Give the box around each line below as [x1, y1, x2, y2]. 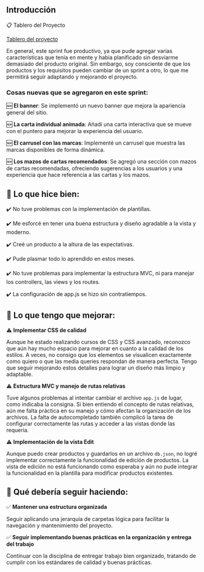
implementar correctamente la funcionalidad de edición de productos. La [6, 456, 189, 464]
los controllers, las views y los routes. [6, 278, 100, 285]
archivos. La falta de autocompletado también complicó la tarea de [6, 413, 174, 421]
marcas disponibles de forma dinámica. [6, 146, 105, 154]
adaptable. [6, 370, 33, 377]
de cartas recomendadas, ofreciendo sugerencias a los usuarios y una [6, 165, 183, 172]
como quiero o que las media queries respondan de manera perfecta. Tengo [6, 357, 197, 365]
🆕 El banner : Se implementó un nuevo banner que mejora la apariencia [6, 102, 186, 109]
